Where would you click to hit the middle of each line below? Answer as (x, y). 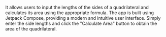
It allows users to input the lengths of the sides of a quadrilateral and (77, 7)
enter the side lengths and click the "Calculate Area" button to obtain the (81, 23)
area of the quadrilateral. (31, 29)
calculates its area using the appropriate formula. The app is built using (79, 13)
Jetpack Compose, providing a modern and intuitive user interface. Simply (83, 18)
